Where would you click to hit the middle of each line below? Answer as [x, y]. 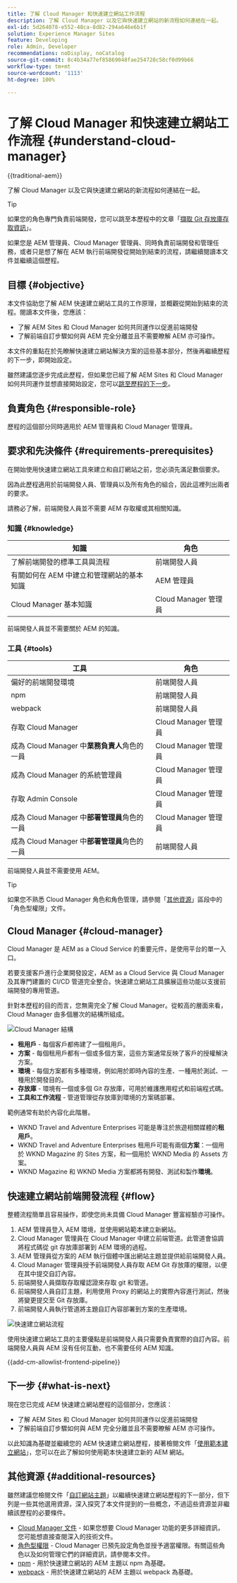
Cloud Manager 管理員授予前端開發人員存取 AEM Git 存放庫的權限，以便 [122, 1264]
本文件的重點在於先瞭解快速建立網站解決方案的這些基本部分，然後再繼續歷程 [119, 351]
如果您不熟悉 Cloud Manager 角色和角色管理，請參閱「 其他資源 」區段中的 [115, 899]
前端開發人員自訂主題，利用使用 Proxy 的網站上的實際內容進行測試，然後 [123, 1291]
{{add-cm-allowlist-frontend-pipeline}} [64, 1362]
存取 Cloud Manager [45, 728]
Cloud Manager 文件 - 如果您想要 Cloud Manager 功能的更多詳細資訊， [121, 1527]
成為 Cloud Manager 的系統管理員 [67, 775]
